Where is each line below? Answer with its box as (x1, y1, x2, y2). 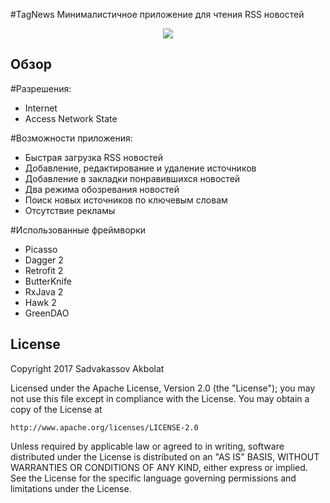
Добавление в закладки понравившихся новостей (24, 172, 241, 184)
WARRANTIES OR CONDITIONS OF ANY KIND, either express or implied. (10, 461, 308, 473)
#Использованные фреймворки (10, 224, 147, 236)
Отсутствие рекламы (24, 204, 116, 216)
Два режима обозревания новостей (24, 183, 180, 195)
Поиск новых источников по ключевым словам (24, 194, 228, 206)
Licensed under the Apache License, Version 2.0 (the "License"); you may (10, 382, 316, 394)
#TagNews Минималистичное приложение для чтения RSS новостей (10, 9, 305, 20)
